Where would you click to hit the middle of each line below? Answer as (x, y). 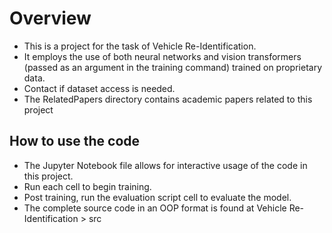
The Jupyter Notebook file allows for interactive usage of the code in (165, 165)
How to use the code (75, 141)
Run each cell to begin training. (87, 186)
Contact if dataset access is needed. (99, 88)
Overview (50, 18)
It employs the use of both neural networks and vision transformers (162, 56)
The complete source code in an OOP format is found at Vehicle (155, 208)
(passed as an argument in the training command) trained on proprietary (173, 67)
